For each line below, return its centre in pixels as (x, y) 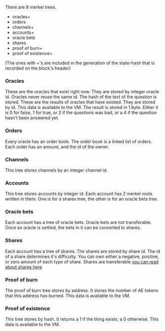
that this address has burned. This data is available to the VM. (68, 296)
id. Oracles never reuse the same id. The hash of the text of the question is (81, 97)
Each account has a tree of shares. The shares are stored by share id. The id (83, 251)
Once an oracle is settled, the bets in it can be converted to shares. (73, 228)
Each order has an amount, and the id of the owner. (57, 147)
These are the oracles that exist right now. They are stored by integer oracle (82, 92)
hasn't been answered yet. (32, 118)
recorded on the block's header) (38, 68)
